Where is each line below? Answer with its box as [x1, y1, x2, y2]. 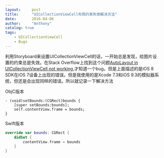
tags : [5, 30, 16, 35]
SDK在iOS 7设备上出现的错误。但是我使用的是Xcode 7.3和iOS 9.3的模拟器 [5, 72, 155, 78]
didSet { [14, 135, 32, 140]
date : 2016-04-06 [5, 16, 54, 21]
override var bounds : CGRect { [5, 130, 70, 135]
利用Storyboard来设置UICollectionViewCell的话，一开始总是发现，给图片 [5, 53, 153, 59]
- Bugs [14, 39, 28, 44]
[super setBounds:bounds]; [14, 102, 70, 107]
